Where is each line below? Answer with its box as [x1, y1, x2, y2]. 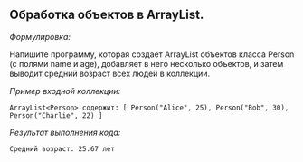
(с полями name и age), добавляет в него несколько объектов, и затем [9, 58, 284, 69]
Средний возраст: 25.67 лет [9, 144, 116, 153]
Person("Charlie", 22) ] [9, 110, 103, 120]
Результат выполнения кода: [9, 127, 121, 138]
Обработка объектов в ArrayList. [9, 7, 204, 23]
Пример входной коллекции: [9, 85, 121, 96]
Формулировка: [9, 31, 71, 42]
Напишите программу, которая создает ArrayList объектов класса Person [9, 49, 295, 60]
